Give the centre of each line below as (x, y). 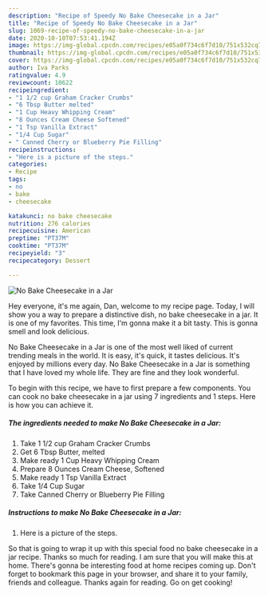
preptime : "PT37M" (39, 238)
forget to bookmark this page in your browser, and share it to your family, (128, 573)
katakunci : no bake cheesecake (60, 216)
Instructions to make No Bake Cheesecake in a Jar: (95, 513)
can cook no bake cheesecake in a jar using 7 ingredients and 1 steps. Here (132, 396)
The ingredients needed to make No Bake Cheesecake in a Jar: (115, 423)
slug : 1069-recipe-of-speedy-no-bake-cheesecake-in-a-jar (106, 30)
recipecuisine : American (49, 231)
